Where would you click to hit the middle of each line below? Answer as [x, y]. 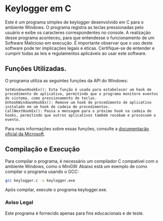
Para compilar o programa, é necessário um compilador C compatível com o [82, 161]
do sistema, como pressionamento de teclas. [51, 98]
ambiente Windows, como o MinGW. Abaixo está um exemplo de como [76, 166]
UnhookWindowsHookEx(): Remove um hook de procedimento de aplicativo [78, 102]
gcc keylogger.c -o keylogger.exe [40, 180]
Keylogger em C [38, 9]
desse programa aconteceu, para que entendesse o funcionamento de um [80, 38]
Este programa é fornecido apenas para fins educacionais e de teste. [74, 213]
